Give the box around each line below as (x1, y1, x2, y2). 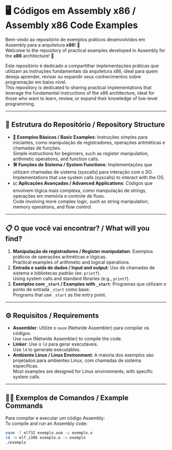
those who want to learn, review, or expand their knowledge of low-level (5, 95, 158, 101)
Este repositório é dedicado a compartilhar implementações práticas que (5, 62, 159, 69)
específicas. (12, 363, 39, 369)
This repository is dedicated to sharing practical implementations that (5, 84, 152, 91)
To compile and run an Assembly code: (5, 420, 88, 426)
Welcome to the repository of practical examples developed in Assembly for (5, 47, 165, 53)
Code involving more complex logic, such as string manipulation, (12, 198, 149, 204)
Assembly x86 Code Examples (5, 19, 138, 31)
